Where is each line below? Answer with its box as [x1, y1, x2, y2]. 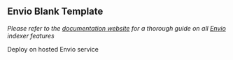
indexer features [7, 31, 55, 40]
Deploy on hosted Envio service [7, 45, 99, 53]
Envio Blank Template [7, 6, 104, 17]
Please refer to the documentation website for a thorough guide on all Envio [7, 24, 226, 32]
